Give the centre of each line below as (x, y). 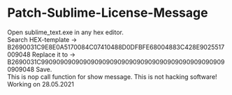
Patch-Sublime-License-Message (108, 13)
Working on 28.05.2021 (41, 84)
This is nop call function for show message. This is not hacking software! (113, 76)
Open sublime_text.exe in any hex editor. (66, 32)
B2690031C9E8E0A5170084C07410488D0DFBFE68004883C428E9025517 (116, 47)
